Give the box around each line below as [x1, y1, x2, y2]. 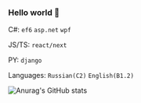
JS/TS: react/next [8, 40, 67, 50]
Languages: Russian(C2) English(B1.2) [8, 71, 135, 80]
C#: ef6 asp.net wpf [8, 25, 72, 35]
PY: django [8, 55, 42, 65]
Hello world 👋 [8, 7, 60, 18]
